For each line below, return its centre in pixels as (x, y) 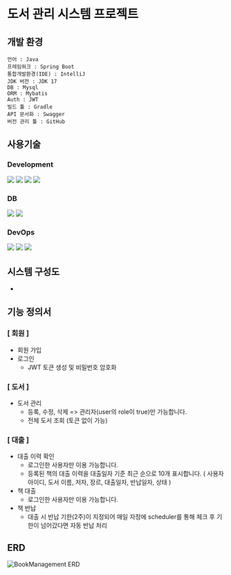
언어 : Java (23, 59)
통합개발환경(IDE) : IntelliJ (46, 74)
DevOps (21, 232)
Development (30, 164)
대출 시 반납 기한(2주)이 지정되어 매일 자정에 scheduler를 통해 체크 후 (121, 517)
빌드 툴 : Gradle (30, 107)
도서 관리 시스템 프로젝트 (73, 14)
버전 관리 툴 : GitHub (36, 122)
